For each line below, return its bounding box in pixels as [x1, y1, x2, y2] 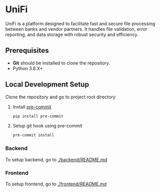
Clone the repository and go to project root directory [5, 94, 116, 100]
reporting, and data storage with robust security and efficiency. [5, 31, 139, 37]
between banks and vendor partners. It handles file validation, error [5, 26, 147, 32]
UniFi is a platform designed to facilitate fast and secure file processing [5, 20, 155, 27]
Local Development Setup [5, 80, 89, 89]
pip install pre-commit [12, 114, 64, 119]
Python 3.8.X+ [12, 65, 43, 71]
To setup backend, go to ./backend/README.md [5, 156, 107, 162]
